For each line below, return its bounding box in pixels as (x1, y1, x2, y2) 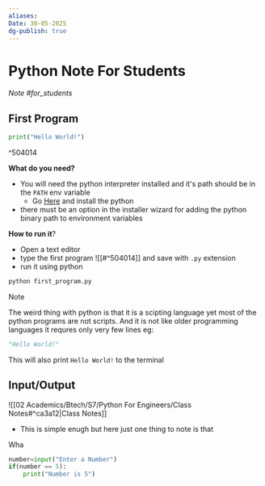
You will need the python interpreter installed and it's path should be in (19, 179, 256, 188)
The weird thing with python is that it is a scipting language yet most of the (8, 308, 257, 317)
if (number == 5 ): (8, 463, 67, 471)
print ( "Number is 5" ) (23, 470, 95, 479)
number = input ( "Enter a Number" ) (8, 455, 117, 463)
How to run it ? (8, 229, 57, 238)
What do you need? (8, 163, 75, 173)
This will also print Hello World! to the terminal (8, 354, 164, 364)
